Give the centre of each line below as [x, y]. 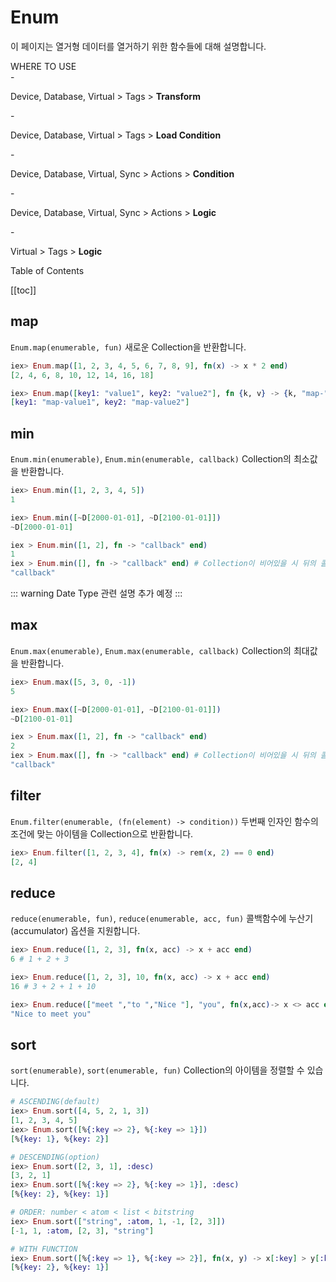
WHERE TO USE [43, 66]
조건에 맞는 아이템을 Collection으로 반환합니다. [102, 833]
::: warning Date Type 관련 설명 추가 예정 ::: [96, 593]
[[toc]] [23, 290]
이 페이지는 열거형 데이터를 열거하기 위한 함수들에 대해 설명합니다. [138, 46]
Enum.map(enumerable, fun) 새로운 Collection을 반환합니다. [128, 347]
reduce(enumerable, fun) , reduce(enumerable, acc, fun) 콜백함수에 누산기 [162, 918]
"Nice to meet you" [51, 1014]
